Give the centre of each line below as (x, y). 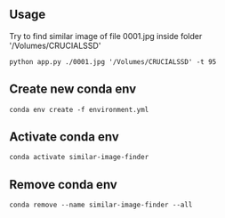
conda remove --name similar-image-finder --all (101, 205)
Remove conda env (63, 185)
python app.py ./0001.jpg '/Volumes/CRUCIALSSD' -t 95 (113, 61)
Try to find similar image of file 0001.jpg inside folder (106, 36)
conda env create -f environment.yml (79, 109)
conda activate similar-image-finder (79, 157)
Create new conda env (73, 89)
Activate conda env (64, 137)
